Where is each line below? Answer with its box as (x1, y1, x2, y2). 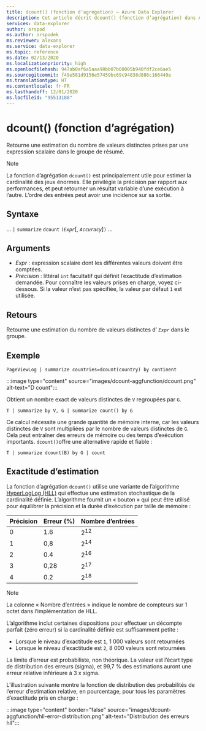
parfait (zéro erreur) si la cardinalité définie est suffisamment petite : (6, 626, 179, 633)
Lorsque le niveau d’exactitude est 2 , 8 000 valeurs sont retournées (15, 644, 186, 652)
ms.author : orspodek (6, 32, 59, 38)
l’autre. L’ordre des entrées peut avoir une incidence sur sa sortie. (6, 191, 172, 198)
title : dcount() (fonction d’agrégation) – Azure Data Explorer (6, 9, 174, 15)
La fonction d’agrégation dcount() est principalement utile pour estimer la (6, 171, 192, 179)
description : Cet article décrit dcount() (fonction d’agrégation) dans (6, 15, 196, 21)
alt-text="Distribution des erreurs (105, 713, 189, 720)
